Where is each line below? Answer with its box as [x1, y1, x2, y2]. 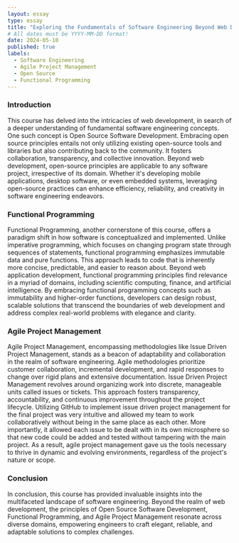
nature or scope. [7, 456, 56, 464]
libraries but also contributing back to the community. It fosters [7, 146, 192, 155]
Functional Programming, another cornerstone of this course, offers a [7, 225, 211, 234]
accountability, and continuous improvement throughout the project [7, 395, 206, 404]
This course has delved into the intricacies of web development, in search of [7, 116, 232, 124]
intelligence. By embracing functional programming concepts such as [7, 286, 211, 294]
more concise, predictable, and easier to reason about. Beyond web [7, 263, 206, 271]
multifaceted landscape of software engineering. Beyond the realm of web [7, 497, 225, 505]
